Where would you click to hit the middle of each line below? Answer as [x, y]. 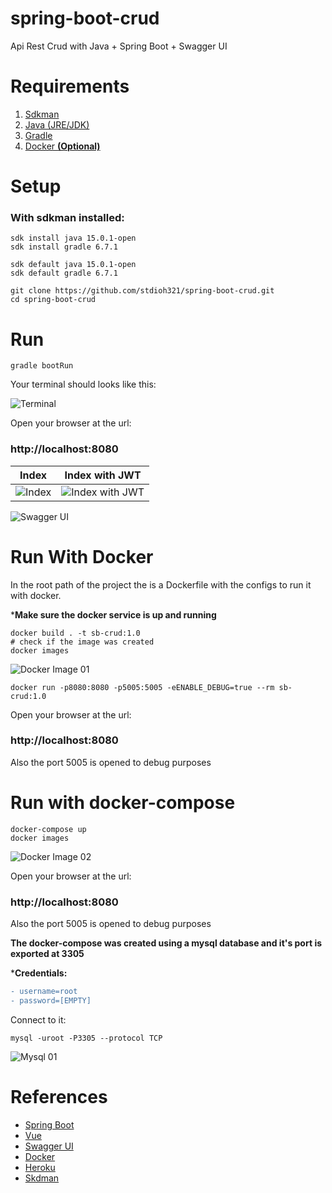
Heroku [40, 1167]
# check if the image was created [82, 642]
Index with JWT [103, 475]
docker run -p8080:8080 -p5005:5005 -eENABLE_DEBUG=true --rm [142, 687]
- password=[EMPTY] [51, 1000]
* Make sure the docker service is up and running [113, 614]
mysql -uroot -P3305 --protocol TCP [86, 1038]
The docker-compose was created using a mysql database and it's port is [166, 943]
